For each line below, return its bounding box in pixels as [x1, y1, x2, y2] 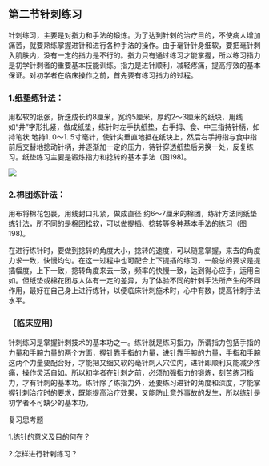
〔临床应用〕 [8, 318, 58, 329]
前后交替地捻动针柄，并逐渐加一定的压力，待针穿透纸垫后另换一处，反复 [8, 143, 247, 152]
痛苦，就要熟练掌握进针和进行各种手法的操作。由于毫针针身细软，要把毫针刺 [8, 40, 261, 50]
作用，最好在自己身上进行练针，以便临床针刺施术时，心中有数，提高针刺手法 [8, 286, 261, 295]
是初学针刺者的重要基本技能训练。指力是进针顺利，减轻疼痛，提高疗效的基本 [8, 60, 261, 70]
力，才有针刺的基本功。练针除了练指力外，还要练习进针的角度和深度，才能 [8, 377, 254, 387]
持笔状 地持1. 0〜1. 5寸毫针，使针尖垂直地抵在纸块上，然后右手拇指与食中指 [8, 132, 258, 142]
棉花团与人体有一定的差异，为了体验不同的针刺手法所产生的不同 [50, 275, 261, 286]
